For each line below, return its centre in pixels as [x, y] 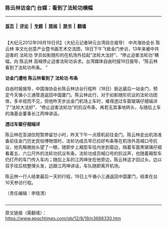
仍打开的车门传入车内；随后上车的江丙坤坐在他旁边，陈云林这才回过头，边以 [83, 159]
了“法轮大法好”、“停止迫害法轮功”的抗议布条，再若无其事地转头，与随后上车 [83, 107]
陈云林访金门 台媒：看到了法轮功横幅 [49, 7]
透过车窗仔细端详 [23, 124]
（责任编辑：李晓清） [27, 193]
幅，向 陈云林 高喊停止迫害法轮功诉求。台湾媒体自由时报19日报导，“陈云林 [82, 61]
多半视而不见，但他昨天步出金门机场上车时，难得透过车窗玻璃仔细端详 [85, 101]
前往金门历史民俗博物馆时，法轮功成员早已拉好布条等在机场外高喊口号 [81, 141]
